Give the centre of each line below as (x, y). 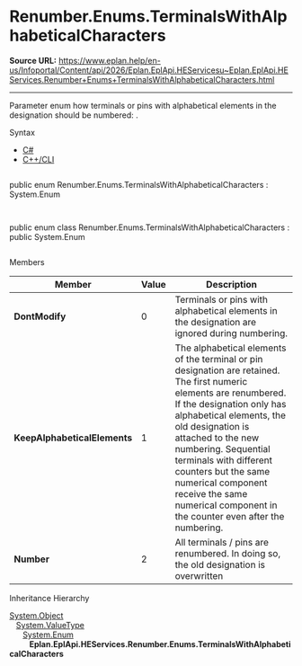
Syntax (22, 132)
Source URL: (33, 60)
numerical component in (226, 505)
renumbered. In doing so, (228, 553)
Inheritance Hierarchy (49, 598)
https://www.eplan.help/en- (110, 60)
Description (232, 284)
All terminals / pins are (222, 542)
